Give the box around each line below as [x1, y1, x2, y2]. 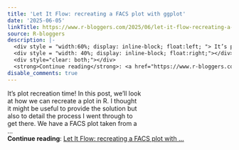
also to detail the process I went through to [7, 111, 133, 120]
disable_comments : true [7, 69, 78, 76]
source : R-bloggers [7, 30, 65, 37]
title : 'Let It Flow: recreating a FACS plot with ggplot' [7, 10, 186, 18]
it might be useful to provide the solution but [7, 104, 137, 112]
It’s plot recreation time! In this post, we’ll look [7, 89, 142, 98]
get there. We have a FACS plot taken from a [7, 119, 137, 127]
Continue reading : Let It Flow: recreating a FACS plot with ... [7, 134, 184, 142]
